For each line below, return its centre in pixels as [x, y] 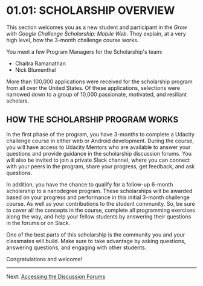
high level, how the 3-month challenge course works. [72, 40]
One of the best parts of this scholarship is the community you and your [96, 234]
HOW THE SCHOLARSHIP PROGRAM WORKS [92, 120]
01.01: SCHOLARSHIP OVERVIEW [91, 11]
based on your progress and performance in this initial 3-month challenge [98, 197]
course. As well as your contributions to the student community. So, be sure [101, 203]
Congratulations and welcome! [44, 259]
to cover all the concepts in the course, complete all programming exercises [101, 210]
